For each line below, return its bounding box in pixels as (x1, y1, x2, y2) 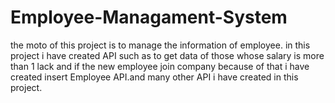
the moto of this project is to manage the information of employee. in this (10, 39, 311, 51)
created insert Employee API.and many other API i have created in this (10, 71, 299, 83)
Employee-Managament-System (10, 6, 288, 29)
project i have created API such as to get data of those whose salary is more (10, 49, 325, 61)
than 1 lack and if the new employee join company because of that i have (10, 60, 310, 72)
